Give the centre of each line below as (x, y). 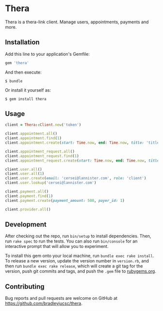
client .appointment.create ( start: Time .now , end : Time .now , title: (75, 143)
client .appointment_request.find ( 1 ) (42, 156)
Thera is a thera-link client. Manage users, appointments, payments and (77, 22)
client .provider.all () (28, 209)
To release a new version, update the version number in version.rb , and (77, 261)
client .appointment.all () (31, 134)
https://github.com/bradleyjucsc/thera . (44, 303)
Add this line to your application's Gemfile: (47, 54)
